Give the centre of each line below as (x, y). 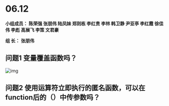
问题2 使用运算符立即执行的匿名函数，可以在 (75, 88)
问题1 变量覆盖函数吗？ (41, 58)
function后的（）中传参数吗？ (53, 98)
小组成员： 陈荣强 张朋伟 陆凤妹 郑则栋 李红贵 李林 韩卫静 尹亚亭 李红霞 (79, 23)
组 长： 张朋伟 (20, 41)
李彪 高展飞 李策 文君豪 (35, 30)
